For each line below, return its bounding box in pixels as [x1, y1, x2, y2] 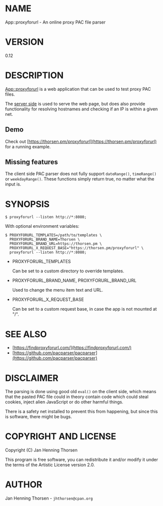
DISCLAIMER [5, 373, 59, 383]
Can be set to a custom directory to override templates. [12, 268, 124, 274]
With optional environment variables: [5, 223, 80, 229]
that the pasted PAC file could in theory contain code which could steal [5, 394, 149, 400]
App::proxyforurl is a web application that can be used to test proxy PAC [5, 86, 151, 92]
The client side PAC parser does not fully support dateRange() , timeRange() [5, 171, 157, 177]
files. [5, 91, 15, 97]
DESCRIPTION [5, 70, 64, 81]
